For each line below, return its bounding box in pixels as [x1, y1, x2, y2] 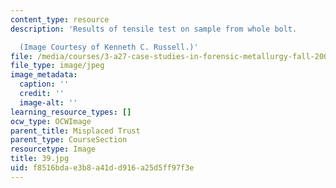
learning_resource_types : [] [10, 107, 132, 117]
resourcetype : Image [10, 144, 97, 155]
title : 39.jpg [10, 154, 70, 164]
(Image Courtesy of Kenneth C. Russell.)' [19, 42, 199, 52]
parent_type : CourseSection [10, 135, 128, 145]
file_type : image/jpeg [10, 61, 105, 71]
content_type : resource [10, 14, 110, 25]
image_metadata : [10, 70, 78, 80]
